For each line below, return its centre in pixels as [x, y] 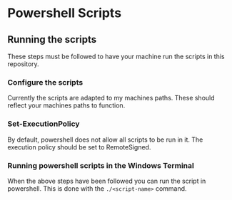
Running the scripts [52, 40]
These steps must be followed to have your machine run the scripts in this [116, 56]
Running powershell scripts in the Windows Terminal [101, 165]
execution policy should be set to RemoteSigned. [79, 147]
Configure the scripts [45, 82]
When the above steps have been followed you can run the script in [107, 181]
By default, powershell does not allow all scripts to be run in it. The [105, 140]
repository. [23, 64]
